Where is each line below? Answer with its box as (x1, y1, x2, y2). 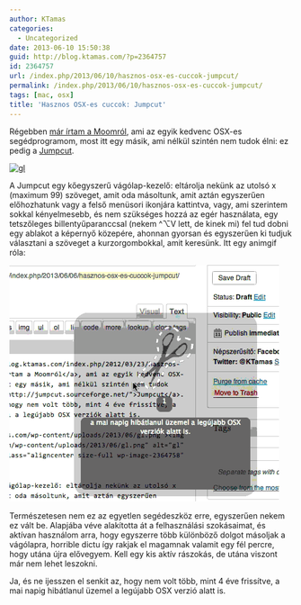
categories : (9, 23, 54, 33)
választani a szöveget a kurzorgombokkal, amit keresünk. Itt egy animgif (9, 237, 277, 248)
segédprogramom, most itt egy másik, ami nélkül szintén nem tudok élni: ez (9, 135, 289, 146)
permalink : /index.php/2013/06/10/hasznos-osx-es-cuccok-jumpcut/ (9, 81, 263, 90)
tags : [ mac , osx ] (9, 90, 75, 99)
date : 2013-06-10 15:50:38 (9, 43, 111, 52)
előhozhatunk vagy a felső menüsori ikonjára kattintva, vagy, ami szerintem (9, 199, 288, 210)
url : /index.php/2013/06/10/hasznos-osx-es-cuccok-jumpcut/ (9, 72, 240, 81)
